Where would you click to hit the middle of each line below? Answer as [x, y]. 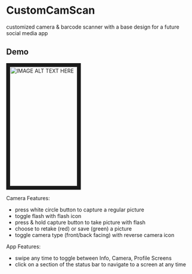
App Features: [24, 246]
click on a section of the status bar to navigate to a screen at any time [100, 264]
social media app [27, 33]
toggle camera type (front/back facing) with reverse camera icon [95, 235]
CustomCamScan [51, 10]
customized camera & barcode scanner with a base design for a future [93, 27]
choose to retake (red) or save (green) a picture [73, 228]
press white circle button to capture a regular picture [80, 210]
